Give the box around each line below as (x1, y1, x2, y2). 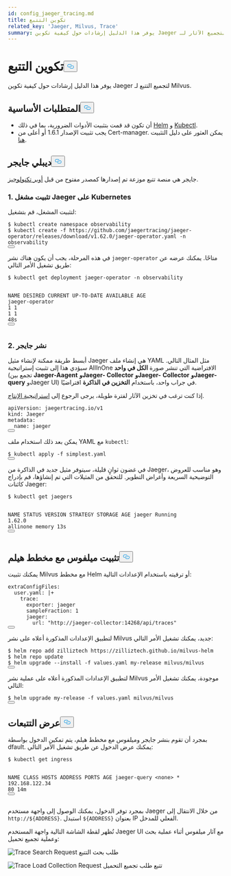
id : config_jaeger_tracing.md (8, 10, 95, 17)
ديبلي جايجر (8, 157, 52, 168)
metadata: (8, 417, 36, 424)
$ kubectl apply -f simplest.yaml (8, 451, 107, 458)
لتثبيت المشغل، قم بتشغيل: (8, 207, 77, 216)
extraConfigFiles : (8, 583, 60, 591)
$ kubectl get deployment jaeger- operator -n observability (8, 274, 184, 282)
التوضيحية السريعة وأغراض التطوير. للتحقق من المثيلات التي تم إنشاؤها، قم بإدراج (8, 473, 214, 481)
